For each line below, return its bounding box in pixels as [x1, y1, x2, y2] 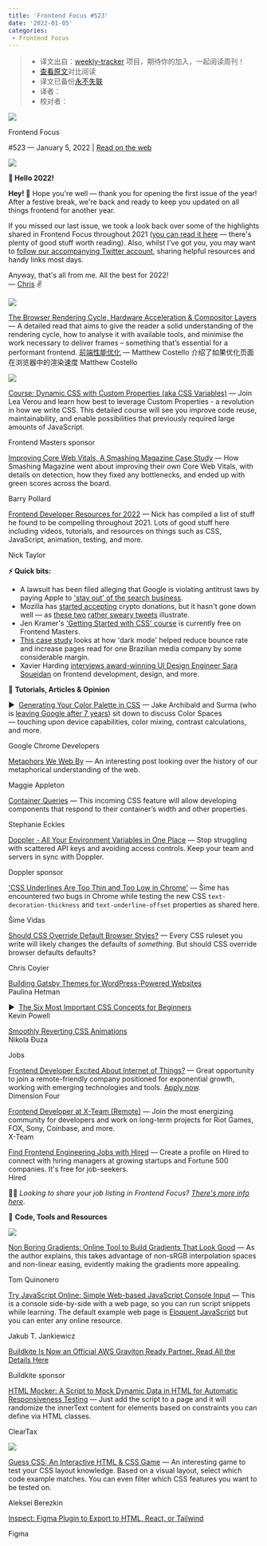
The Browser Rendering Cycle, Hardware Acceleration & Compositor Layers [8, 312, 257, 323]
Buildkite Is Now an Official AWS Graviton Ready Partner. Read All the [8, 1347, 236, 1356]
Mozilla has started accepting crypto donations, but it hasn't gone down [19, 602, 257, 611]
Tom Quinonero [8, 1275, 60, 1285]
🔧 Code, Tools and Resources [8, 1212, 108, 1222]
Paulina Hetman [8, 987, 61, 997]
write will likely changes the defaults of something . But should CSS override [8, 940, 257, 949]
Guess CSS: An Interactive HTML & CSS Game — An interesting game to [8, 1458, 245, 1467]
